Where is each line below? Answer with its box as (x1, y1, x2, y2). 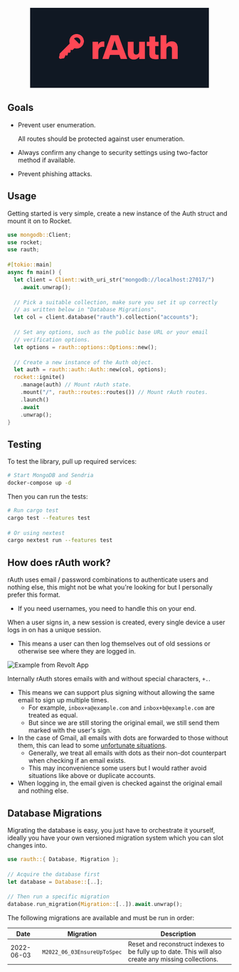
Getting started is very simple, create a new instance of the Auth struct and (7, 209, 228, 218)
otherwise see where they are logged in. (17, 647, 137, 656)
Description (160, 929, 196, 938)
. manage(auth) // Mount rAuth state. (20, 381, 132, 388)
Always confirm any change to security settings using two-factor (17, 148, 208, 156)
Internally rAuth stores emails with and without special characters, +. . (7, 675, 211, 683)
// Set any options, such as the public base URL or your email (14, 329, 208, 336)
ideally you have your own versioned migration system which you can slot (7, 833, 224, 842)
